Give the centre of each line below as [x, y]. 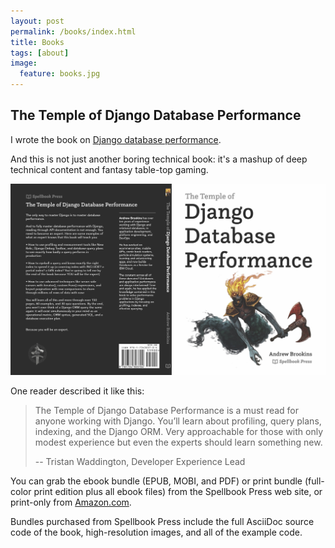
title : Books [37, 42]
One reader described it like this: [77, 391]
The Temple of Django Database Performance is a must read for [167, 411]
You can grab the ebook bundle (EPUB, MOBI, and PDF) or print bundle [156, 481]
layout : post [37, 21]
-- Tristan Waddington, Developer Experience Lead [140, 462]
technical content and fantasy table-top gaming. [109, 169]
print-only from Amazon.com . [71, 502]
